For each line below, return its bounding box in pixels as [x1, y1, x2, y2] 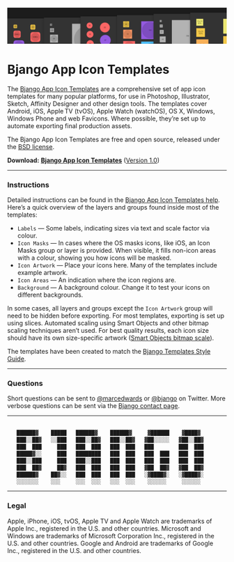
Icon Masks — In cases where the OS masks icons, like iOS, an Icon [17, 238, 210, 247]
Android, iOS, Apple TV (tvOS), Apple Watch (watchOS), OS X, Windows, [7, 107, 216, 115]
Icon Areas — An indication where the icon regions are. [17, 276, 176, 284]
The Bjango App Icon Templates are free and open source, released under [7, 135, 221, 143]
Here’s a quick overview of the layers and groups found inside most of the [7, 203, 219, 211]
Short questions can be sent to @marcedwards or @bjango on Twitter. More [7, 394, 226, 403]
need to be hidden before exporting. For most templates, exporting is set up [7, 311, 225, 320]
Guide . [7, 354, 26, 363]
